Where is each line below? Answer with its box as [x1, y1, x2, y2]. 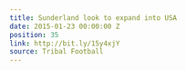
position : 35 [9, 30, 59, 39]
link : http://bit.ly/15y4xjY [9, 38, 120, 48]
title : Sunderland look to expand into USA [9, 13, 178, 23]
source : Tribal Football [9, 47, 104, 56]
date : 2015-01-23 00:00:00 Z [9, 22, 120, 31]
